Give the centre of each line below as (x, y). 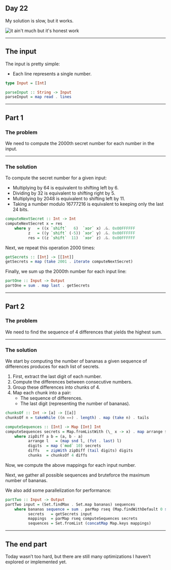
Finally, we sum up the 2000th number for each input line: (66, 271)
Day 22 (17, 8)
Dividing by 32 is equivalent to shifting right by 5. (64, 193)
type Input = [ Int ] (26, 83)
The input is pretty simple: (33, 64)
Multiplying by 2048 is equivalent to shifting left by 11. (69, 199)
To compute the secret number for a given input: (56, 178)
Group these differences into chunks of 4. (56, 387)
